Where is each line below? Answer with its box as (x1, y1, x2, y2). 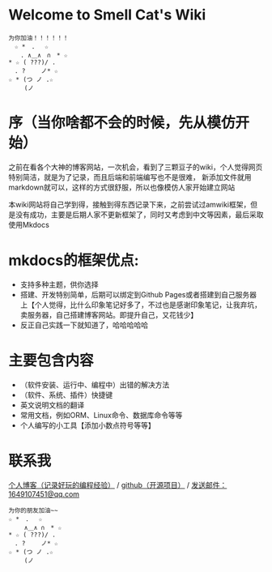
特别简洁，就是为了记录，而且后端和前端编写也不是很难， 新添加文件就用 (8, 172, 252, 181)
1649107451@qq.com (8, 489, 79, 499)
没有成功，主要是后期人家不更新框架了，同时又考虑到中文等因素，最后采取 (15, 209, 264, 220)
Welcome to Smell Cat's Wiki (8, 6, 206, 24)
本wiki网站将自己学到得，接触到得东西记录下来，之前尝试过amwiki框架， (8, 199, 251, 209)
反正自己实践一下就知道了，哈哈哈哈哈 (19, 320, 148, 330)
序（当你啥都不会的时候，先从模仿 (8, 113, 236, 132)
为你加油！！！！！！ (8, 34, 69, 42)
